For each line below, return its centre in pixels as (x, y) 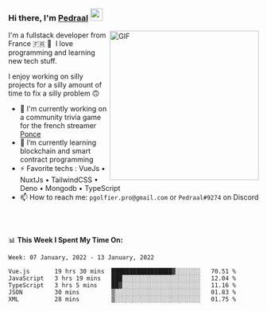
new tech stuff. (33, 61)
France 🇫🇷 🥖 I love (41, 44)
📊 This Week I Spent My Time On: (66, 240)
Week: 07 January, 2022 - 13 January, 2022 (81, 258)
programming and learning (52, 52)
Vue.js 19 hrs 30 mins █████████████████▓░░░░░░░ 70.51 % (122, 272)
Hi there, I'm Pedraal (48, 17)
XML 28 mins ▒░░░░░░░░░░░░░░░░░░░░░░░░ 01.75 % (122, 299)
